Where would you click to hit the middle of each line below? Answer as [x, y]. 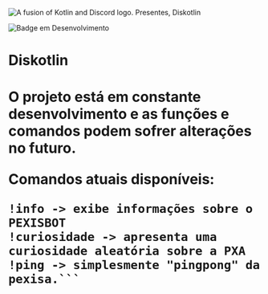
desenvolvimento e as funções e [119, 114]
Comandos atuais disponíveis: [112, 180]
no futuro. [42, 148]
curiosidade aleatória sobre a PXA [127, 251]
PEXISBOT [37, 223]
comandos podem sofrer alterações [130, 131]
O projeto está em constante [105, 97]
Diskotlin [39, 61]
